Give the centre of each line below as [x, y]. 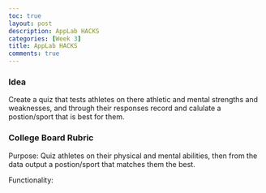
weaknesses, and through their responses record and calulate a [115, 108]
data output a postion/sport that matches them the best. [102, 164]
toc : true [25, 16]
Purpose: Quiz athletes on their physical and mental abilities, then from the [133, 156]
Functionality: [31, 180]
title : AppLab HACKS [43, 46]
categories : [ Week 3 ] [45, 39]
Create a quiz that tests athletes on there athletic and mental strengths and [133, 100]
